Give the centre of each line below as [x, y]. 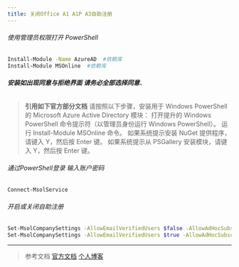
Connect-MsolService [38, 190]
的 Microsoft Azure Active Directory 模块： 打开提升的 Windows [118, 115]
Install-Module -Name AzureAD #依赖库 [65, 59]
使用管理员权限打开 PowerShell [53, 38]
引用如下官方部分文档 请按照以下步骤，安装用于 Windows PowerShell [126, 106]
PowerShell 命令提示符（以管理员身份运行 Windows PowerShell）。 [122, 124]
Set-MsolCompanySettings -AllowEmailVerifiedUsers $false [95, 229]
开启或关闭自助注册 [36, 207]
